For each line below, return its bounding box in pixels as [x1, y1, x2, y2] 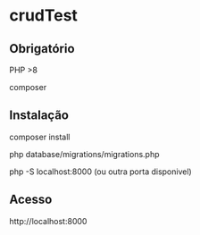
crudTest [9, 5, 79, 26]
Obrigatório [9, 41, 75, 56]
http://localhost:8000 [9, 215, 87, 226]
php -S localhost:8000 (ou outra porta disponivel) [9, 166, 192, 177]
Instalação [9, 108, 70, 123]
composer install [9, 131, 71, 142]
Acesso [9, 192, 53, 207]
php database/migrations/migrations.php [9, 148, 160, 159]
